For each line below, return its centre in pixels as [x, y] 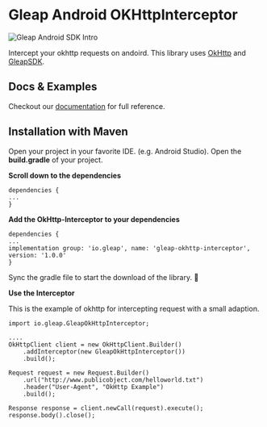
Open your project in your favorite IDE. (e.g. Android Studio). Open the [125, 151]
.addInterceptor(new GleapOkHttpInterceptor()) [104, 352]
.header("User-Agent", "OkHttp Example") [93, 387]
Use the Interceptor [42, 293]
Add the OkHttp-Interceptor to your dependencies [94, 219]
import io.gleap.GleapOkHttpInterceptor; [79, 323]
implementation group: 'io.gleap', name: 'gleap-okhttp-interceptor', [129, 248]
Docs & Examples [53, 87]
